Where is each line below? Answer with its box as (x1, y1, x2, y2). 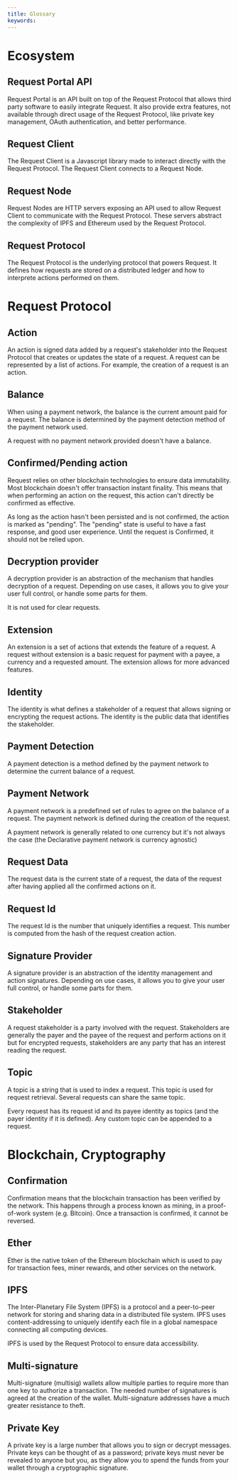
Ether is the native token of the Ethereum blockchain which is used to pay (7, 1256, 222, 1264)
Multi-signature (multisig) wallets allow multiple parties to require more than (7, 1379, 229, 1387)
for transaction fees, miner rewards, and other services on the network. (7, 1263, 217, 1272)
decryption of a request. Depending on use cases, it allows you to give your (7, 582, 229, 591)
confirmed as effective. (7, 498, 76, 507)
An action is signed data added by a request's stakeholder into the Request (7, 345, 227, 354)
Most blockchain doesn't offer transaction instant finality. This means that (7, 483, 223, 492)
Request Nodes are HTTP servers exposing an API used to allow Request (7, 204, 222, 213)
